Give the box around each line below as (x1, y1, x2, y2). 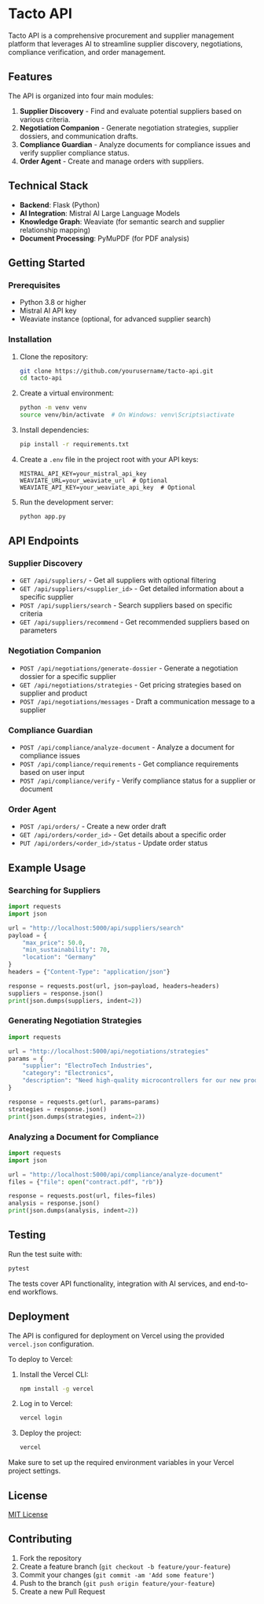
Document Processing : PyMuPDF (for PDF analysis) (19, 233, 190, 243)
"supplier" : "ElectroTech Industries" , (22, 1062, 153, 1070)
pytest (8, 1264, 30, 1272)
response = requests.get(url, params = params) (8, 1098, 159, 1106)
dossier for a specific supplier (19, 671, 116, 681)
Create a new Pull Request (19, 1587, 106, 1596)
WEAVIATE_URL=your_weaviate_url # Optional (19, 476, 168, 484)
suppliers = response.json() (8, 989, 104, 997)
